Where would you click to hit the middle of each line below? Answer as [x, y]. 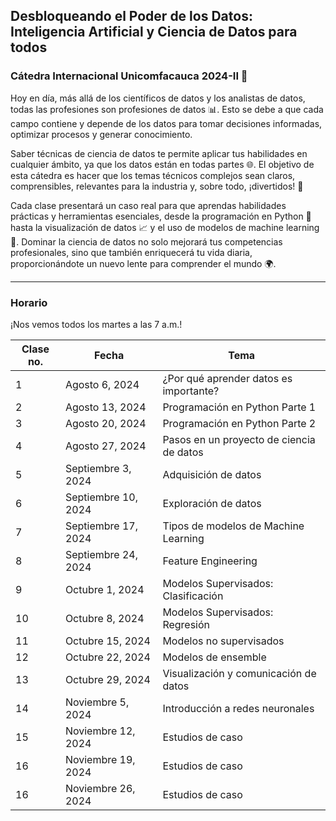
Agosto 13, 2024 [105, 407]
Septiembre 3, [98, 468]
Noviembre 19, [100, 759]
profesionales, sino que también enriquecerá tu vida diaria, [131, 252]
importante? [191, 391]
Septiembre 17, [101, 526]
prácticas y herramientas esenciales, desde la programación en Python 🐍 [161, 216]
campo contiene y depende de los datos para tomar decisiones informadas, [166, 123]
